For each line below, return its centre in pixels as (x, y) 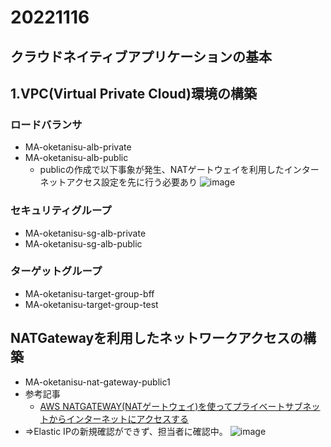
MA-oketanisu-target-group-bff (89, 293)
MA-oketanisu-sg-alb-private (85, 233)
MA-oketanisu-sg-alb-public (83, 243)
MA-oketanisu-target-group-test (91, 304)
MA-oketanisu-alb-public (76, 158)
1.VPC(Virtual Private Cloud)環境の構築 (133, 93)
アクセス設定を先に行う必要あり (132, 182)
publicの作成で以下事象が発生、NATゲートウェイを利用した (162, 170)
